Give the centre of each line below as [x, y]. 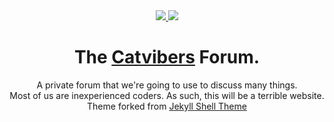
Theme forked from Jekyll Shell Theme [167, 106]
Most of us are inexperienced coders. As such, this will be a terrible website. [167, 95]
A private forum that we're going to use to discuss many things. [167, 85]
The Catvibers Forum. [167, 57]
